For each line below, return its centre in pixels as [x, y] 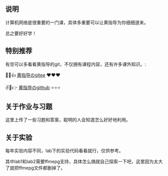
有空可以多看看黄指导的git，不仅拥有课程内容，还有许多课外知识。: [76, 64]
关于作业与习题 [29, 107]
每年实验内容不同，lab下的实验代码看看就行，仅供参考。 [64, 151]
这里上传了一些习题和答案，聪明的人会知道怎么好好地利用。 [68, 120]
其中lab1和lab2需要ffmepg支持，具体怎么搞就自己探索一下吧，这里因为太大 [84, 162]
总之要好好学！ [21, 33]
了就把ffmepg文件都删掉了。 [35, 168]
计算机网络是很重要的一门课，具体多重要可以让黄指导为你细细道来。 [77, 22]
